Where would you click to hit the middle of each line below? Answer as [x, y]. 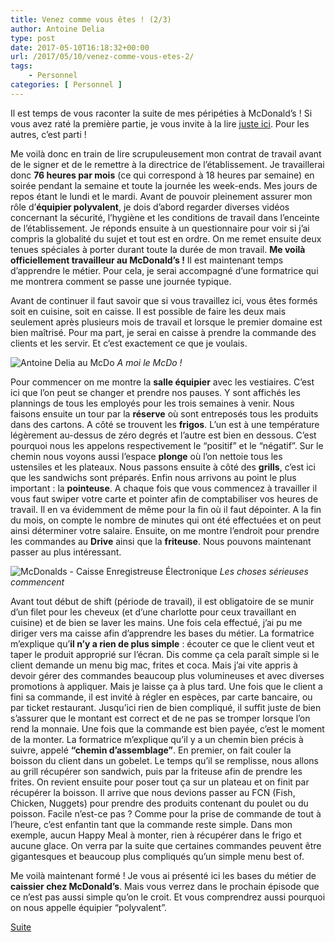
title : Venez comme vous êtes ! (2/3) [91, 19]
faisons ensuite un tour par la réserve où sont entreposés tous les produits [164, 413]
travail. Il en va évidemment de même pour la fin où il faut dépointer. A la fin [166, 509]
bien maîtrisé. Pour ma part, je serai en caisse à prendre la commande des [163, 332]
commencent [37, 582]
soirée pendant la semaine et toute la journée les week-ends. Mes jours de [164, 185]
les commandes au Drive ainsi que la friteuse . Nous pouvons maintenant [161, 541]
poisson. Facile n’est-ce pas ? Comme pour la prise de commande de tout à [166, 813]
